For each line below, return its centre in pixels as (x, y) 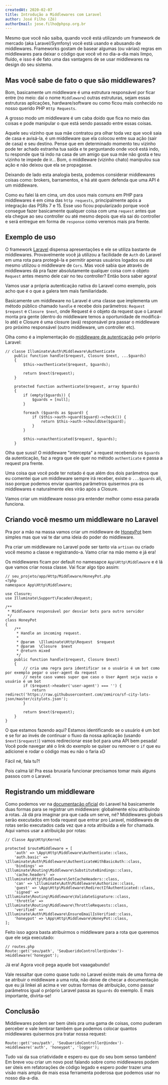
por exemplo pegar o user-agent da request (51, 673)
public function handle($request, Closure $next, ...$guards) (80, 356)
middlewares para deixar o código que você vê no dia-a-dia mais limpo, (79, 54)
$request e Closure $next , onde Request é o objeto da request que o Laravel (84, 311)
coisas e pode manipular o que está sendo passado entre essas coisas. (79, 124)
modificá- (151, 316)
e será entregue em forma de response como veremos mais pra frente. (77, 222)
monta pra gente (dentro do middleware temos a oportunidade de (73, 316)
